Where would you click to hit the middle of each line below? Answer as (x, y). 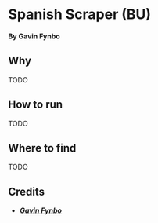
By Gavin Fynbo (34, 36)
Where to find (42, 148)
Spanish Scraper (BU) (79, 15)
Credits (27, 191)
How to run (36, 105)
